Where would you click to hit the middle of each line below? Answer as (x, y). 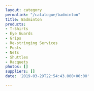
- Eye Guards (19, 34)
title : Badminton (24, 19)
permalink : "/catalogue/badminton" (43, 15)
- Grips (13, 39)
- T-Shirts (17, 29)
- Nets (12, 52)
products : (16, 24)
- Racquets (17, 62)
